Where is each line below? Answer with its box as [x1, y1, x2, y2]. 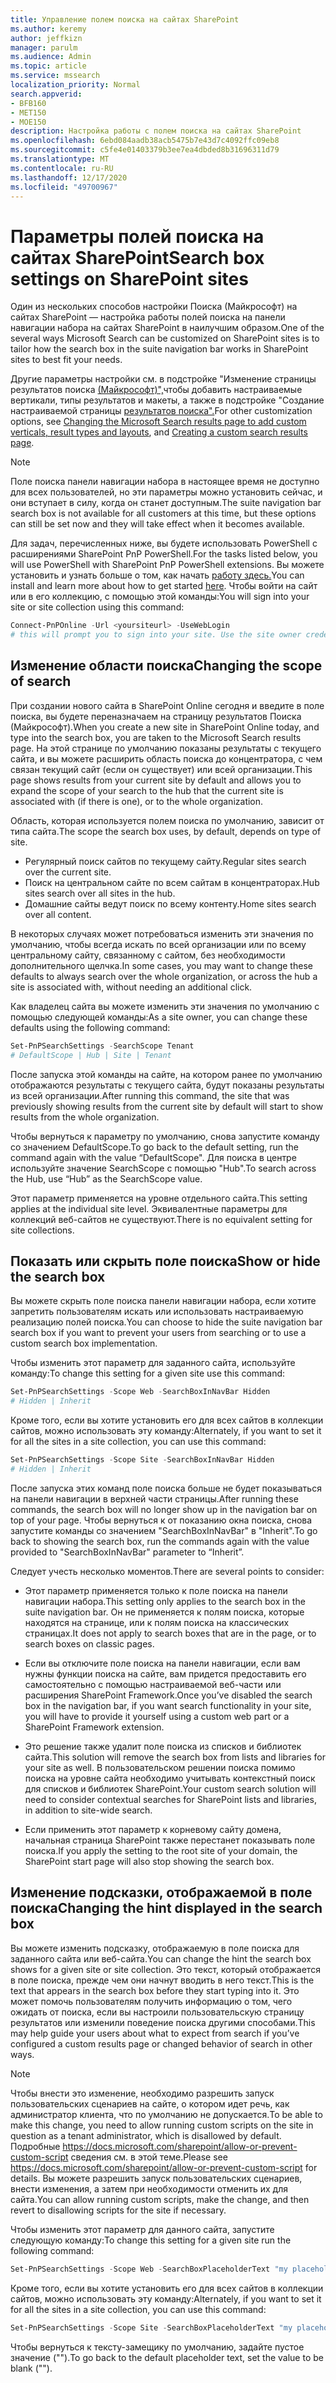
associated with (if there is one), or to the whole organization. [10, 795, 264, 807]
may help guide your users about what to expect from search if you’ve [10, 2027, 300, 2039]
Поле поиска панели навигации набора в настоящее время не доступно [10, 476, 320, 488]
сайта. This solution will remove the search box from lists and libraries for [24, 1751, 327, 1763]
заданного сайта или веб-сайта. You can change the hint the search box [10, 1952, 312, 1965]
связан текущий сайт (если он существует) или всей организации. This [10, 763, 313, 775]
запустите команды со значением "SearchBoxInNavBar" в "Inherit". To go [10, 1524, 318, 1536]
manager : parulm [10, 42, 78, 53]
